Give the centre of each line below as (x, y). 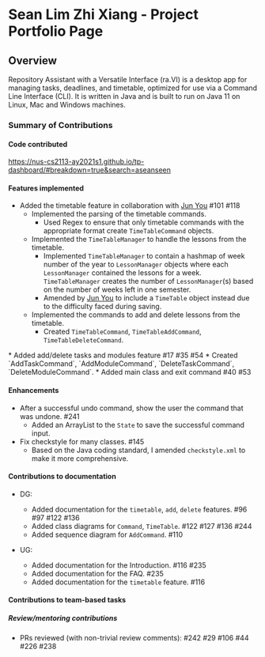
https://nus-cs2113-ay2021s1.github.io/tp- (76, 162)
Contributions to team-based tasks (67, 600)
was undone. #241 (50, 416)
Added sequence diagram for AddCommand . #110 (107, 534)
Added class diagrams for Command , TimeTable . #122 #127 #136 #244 (142, 526)
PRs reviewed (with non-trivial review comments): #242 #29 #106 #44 (134, 638)
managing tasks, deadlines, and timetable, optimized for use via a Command (133, 88)
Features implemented (46, 188)
